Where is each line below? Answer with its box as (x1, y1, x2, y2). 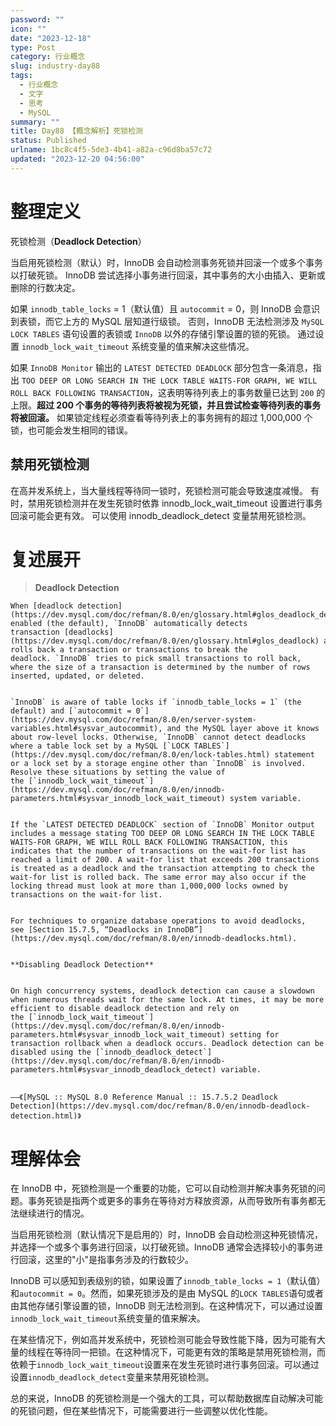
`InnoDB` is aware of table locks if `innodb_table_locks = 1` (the (10, 697, 302, 708)
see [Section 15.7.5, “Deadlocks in (10, 925, 163, 935)
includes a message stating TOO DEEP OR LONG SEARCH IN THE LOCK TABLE (10, 829, 315, 839)
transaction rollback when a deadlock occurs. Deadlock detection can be (10, 1039, 325, 1049)
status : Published (10, 136, 87, 146)
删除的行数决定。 (10, 281, 81, 293)
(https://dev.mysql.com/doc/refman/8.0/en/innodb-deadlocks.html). (10, 934, 298, 944)
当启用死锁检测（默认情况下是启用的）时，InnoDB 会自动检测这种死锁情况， (10, 1229, 323, 1241)
